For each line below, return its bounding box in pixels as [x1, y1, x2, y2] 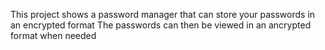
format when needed [10, 30, 97, 41]
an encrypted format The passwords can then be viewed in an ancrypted [10, 19, 312, 31]
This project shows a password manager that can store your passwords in [10, 9, 316, 20]
